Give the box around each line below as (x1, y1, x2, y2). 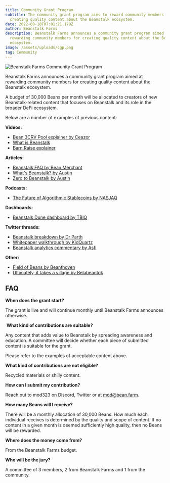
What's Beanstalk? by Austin (12, 170, 72, 176)
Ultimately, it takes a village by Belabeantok (12, 269, 104, 275)
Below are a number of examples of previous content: (5, 114, 117, 120)
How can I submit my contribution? (5, 382, 80, 388)
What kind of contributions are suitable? (6, 322, 93, 328)
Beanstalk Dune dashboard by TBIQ (12, 214, 88, 220)
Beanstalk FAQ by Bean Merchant (12, 164, 82, 170)
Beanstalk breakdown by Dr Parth (12, 233, 83, 240)
